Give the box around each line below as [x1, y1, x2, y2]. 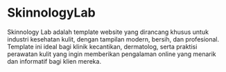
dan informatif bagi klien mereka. [7, 57, 102, 65]
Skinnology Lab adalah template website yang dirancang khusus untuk [7, 28, 209, 36]
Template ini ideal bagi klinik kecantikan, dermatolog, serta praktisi [7, 42, 198, 51]
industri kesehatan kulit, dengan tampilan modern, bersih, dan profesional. [7, 35, 220, 43]
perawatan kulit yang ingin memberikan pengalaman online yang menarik [7, 50, 216, 58]
